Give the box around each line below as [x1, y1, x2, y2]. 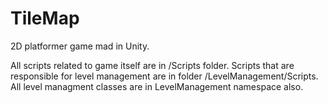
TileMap [10, 7, 80, 30]
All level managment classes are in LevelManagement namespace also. [10, 80, 304, 92]
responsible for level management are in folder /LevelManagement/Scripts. [10, 70, 319, 82]
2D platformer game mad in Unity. [10, 40, 150, 52]
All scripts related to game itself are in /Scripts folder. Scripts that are [10, 59, 295, 71]
